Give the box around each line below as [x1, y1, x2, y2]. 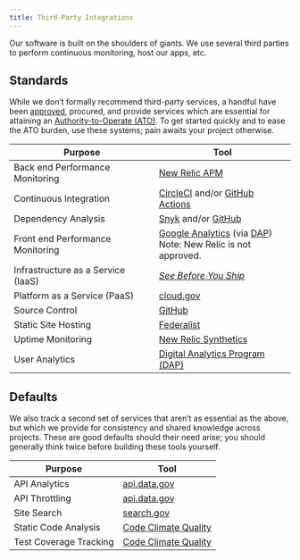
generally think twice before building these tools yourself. [9, 441, 221, 452]
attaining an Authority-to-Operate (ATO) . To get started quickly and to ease [9, 115, 286, 126]
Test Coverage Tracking [13, 536, 114, 548]
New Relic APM [159, 167, 223, 180]
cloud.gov [159, 289, 201, 302]
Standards [9, 73, 69, 88]
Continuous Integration [13, 193, 110, 205]
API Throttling [13, 492, 71, 505]
